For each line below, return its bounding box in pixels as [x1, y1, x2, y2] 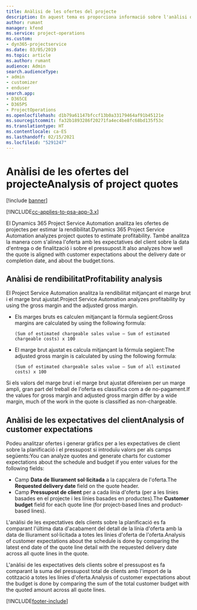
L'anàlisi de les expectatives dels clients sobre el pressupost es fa [6, 561, 165, 568]
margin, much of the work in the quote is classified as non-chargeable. [6, 398, 177, 405]
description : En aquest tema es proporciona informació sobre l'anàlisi [6, 14, 188, 20]
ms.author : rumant [6, 58, 51, 63]
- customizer [6, 80, 38, 86]
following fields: [6, 465, 45, 472]
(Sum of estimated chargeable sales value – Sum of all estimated [14, 364, 181, 370]
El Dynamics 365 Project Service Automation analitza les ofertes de [6, 220, 169, 227]
